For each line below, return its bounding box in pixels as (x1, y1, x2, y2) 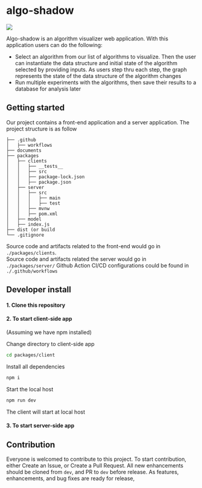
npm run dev (6, 397, 36, 403)
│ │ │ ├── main (6, 194, 61, 201)
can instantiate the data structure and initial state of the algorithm (14, 59, 178, 66)
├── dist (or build (6, 226, 55, 233)
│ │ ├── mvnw (6, 205, 50, 211)
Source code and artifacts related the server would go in (6, 255, 147, 263)
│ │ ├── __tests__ (6, 163, 63, 169)
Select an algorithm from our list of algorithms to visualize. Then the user (14, 53, 197, 60)
